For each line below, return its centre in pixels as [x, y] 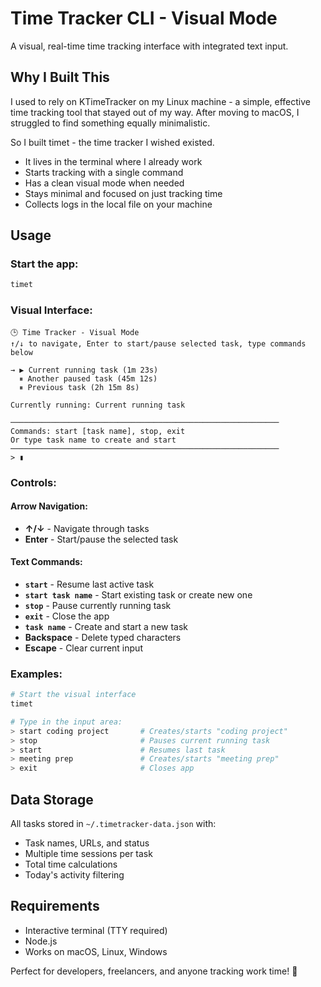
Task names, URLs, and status [87, 843]
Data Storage [52, 799]
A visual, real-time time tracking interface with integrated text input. [149, 46]
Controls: [33, 482]
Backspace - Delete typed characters [103, 637]
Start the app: [44, 264]
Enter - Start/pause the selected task [101, 539]
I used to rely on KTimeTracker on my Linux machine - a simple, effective [160, 101]
